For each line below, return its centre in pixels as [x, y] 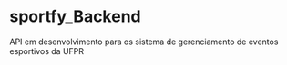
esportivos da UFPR [47, 51]
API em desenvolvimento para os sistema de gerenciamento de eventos [144, 42]
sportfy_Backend [75, 17]
